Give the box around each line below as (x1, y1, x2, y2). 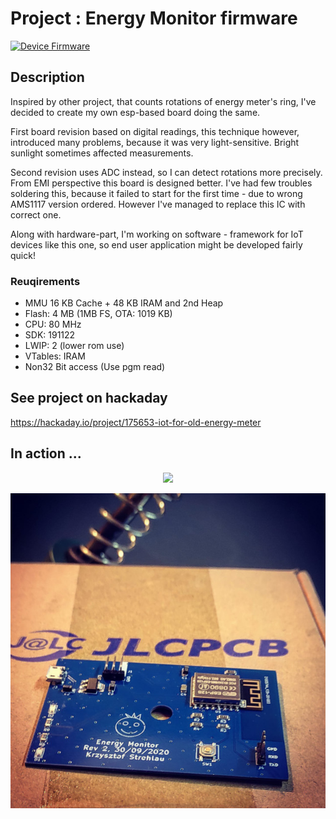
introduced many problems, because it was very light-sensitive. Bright (10, 136, 300, 148)
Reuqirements (10, 274, 81, 288)
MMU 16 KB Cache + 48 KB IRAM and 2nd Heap (24, 297, 224, 309)
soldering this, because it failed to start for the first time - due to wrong (10, 187, 303, 199)
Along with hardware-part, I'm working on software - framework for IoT (10, 228, 304, 240)
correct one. (10, 208, 62, 221)
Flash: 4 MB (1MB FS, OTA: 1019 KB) (24, 308, 173, 320)
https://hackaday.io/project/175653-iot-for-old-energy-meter (10, 416, 262, 428)
